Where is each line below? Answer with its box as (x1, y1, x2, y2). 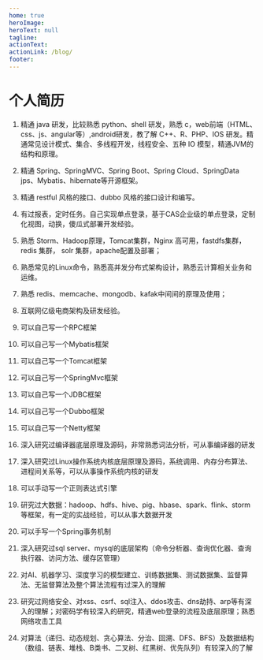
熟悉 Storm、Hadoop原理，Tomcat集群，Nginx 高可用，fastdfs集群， (20, 236, 246, 245)
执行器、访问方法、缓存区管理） (20, 553, 124, 562)
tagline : (9, 33, 38, 42)
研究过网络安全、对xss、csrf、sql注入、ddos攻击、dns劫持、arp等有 (20, 596, 245, 606)
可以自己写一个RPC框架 (20, 323, 97, 332)
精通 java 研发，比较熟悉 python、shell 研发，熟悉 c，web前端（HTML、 (20, 119, 257, 129)
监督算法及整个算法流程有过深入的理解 (41, 580, 166, 589)
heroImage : (9, 19, 45, 27)
